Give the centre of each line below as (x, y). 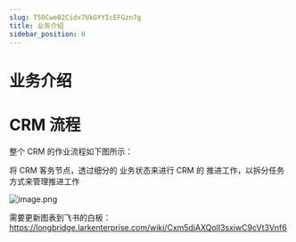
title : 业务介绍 (37, 26)
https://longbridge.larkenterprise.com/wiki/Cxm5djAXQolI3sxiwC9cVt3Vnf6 (148, 227)
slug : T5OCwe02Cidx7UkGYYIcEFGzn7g (75, 17)
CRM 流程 (45, 125)
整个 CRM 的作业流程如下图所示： (71, 151)
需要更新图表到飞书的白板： (60, 217)
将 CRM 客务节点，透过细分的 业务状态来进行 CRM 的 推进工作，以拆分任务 (147, 170)
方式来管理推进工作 (45, 181)
